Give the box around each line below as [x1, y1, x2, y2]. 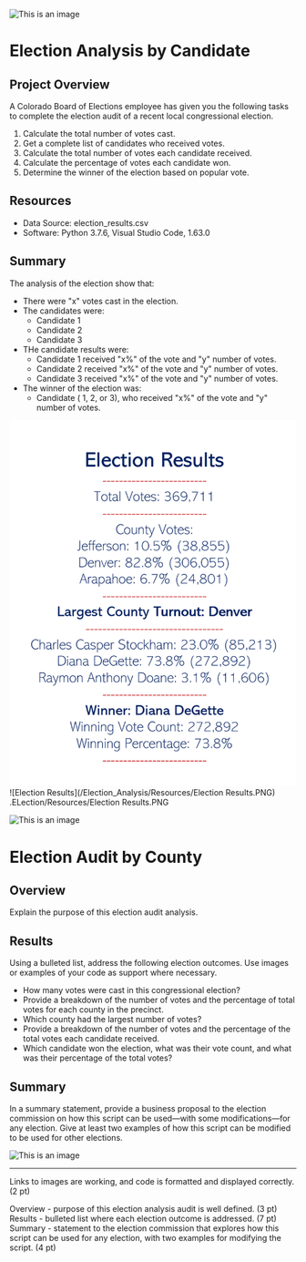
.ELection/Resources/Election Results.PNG [9, 797, 169, 808]
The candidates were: [22, 305, 105, 316]
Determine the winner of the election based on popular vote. [22, 167, 250, 178]
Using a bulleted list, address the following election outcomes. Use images [9, 958, 290, 969]
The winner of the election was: [22, 383, 142, 394]
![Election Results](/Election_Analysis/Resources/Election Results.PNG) [9, 787, 276, 798]
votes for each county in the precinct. [22, 1004, 164, 1015]
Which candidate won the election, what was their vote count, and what [22, 1043, 291, 1054]
